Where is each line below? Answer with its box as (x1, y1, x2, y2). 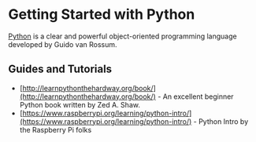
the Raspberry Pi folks (19, 125, 92, 134)
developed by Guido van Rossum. (8, 39, 117, 49)
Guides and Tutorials (8, 63, 113, 76)
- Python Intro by (193, 116, 249, 126)
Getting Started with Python (8, 5, 195, 24)
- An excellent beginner (157, 92, 234, 101)
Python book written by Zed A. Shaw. (19, 100, 140, 109)
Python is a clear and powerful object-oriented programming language (8, 31, 238, 41)
